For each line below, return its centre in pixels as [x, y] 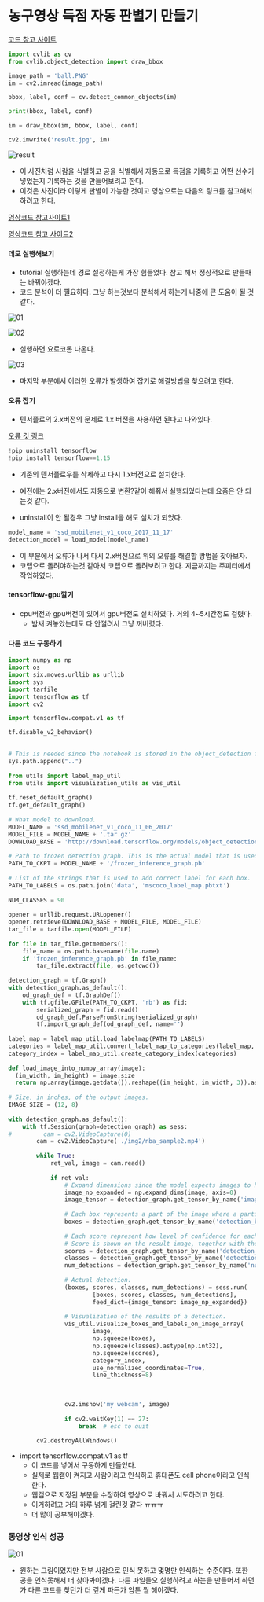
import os [24, 668]
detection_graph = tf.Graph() [58, 981]
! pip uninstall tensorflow [52, 451]
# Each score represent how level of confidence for [152, 1236]
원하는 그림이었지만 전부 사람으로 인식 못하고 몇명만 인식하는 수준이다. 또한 [134, 1571]
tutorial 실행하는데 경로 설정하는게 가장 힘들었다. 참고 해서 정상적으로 [125, 273]
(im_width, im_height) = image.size [75, 1075]
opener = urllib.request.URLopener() [70, 915]
